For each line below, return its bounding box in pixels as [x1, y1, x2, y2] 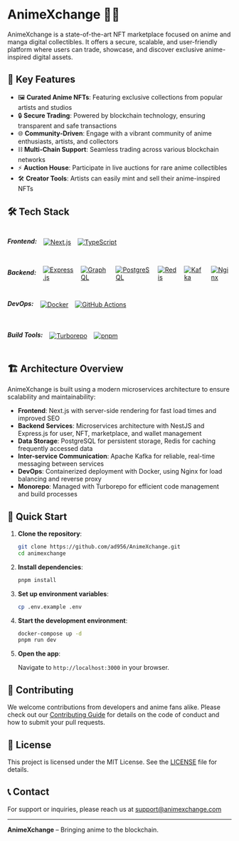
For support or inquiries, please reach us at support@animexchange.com [7, 805, 222, 813]
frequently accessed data [17, 444, 93, 453]
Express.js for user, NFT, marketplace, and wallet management [17, 429, 202, 438]
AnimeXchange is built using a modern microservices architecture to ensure [7, 385, 230, 394]
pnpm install [17, 576, 57, 583]
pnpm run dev [17, 636, 57, 644]
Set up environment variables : [17, 589, 109, 598]
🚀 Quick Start [7, 510, 68, 523]
